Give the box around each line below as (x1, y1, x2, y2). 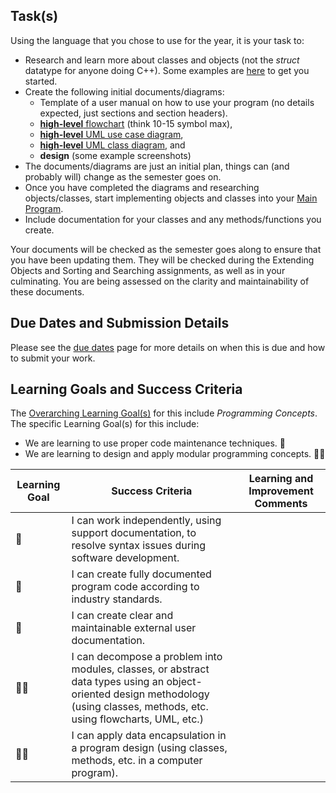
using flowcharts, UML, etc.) (71, 712, 204, 726)
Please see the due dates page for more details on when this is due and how (10, 341, 326, 353)
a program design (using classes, (71, 741, 228, 755)
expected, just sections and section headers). (39, 107, 228, 119)
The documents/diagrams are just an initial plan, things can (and (24, 160, 290, 172)
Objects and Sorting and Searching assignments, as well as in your (10, 264, 286, 276)
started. (24, 75, 58, 87)
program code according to (71, 580, 200, 594)
